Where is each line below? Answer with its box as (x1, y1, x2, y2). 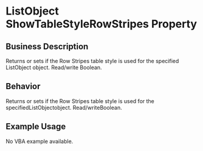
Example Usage (5, 121, 66, 132)
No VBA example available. (5, 138, 74, 145)
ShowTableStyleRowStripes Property (5, 17, 198, 31)
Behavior (5, 81, 41, 92)
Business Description (5, 41, 89, 52)
